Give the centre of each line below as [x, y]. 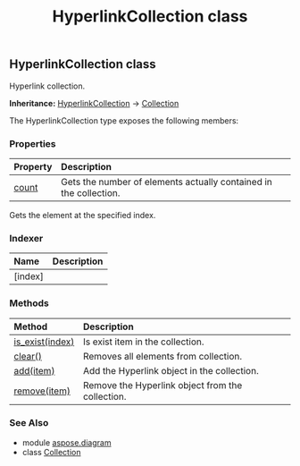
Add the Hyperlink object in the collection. [171, 370]
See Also [29, 423]
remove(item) [42, 391]
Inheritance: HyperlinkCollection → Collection [94, 103]
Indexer [26, 238]
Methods [29, 303]
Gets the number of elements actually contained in [167, 182]
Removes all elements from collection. [163, 356]
